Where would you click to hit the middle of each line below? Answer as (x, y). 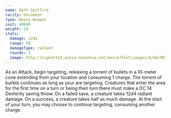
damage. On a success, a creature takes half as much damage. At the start (83, 99)
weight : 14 (17, 29)
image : (17, 57)
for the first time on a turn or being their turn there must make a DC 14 (79, 88)
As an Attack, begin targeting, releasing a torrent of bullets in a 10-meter (81, 72)
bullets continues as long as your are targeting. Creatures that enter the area (85, 83)
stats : (12, 34)
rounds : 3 (20, 53)
